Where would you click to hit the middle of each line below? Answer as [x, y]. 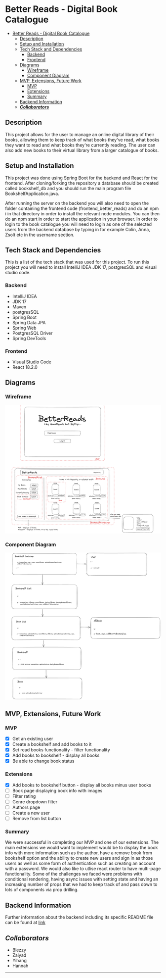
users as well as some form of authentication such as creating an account [80, 863]
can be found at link [25, 923]
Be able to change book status [43, 761]
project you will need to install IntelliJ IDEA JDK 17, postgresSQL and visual [81, 267]
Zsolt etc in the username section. [40, 235]
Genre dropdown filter [35, 802]
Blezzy [19, 950]
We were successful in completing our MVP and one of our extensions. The [82, 842]
